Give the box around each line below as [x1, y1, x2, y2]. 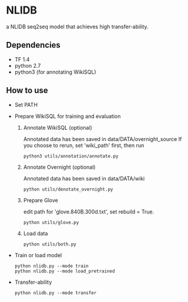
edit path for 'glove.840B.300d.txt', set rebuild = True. [23, 208, 155, 215]
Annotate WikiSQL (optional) [23, 124, 92, 131]
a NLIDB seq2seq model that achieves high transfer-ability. [6, 23, 149, 30]
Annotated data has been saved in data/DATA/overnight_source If [23, 135, 182, 142]
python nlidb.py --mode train [14, 263, 89, 269]
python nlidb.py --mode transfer [14, 290, 97, 296]
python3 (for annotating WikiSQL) [14, 68, 96, 75]
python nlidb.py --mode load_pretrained [14, 268, 115, 274]
